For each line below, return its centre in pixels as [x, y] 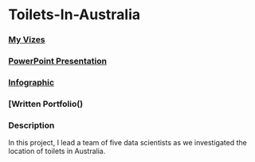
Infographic [31, 82]
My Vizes [27, 40]
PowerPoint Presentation [58, 61]
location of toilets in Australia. [57, 151]
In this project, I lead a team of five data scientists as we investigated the [127, 143]
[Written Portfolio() [46, 104]
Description [31, 125]
